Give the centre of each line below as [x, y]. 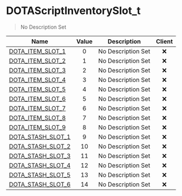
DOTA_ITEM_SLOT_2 [37, 61]
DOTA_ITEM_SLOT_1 [37, 51]
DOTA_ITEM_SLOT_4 [37, 80]
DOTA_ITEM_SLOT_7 [37, 108]
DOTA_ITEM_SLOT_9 [37, 127]
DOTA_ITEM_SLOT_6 [37, 99]
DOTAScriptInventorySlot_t [73, 11]
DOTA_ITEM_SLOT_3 [37, 70]
